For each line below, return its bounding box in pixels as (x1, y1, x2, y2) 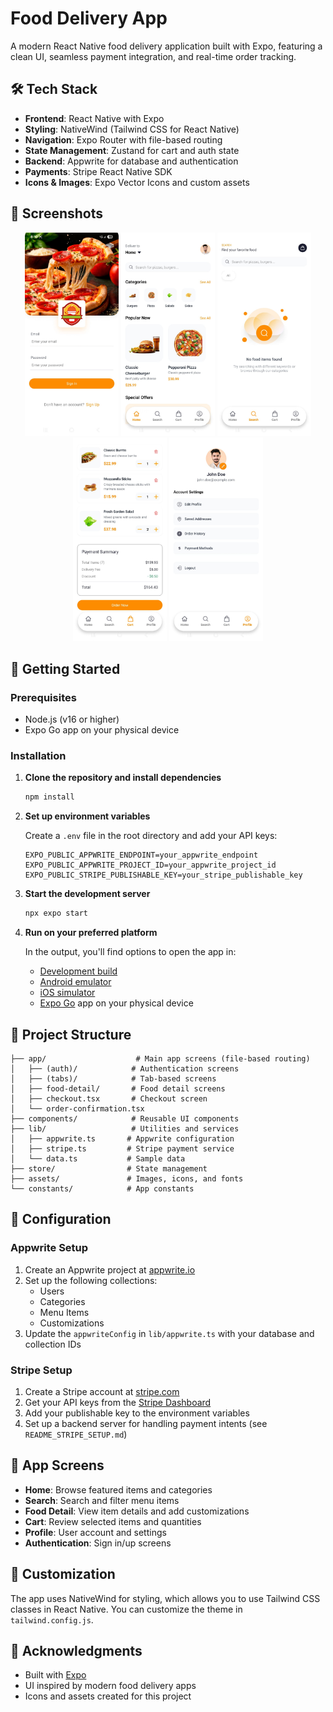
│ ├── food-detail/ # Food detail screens (10, 1083, 226, 1094)
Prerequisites (10, 690, 77, 704)
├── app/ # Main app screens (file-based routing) (10, 1053, 311, 1064)
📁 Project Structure (10, 1026, 132, 1043)
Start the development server (24, 888, 151, 900)
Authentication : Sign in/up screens (24, 1537, 172, 1549)
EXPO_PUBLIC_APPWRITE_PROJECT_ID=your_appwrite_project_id (24, 860, 277, 871)
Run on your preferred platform (24, 927, 158, 939)
